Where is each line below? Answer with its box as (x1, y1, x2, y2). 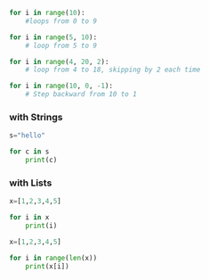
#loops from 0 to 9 (25, 16, 98, 26)
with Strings (9, 111, 63, 123)
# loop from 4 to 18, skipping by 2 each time (25, 65, 201, 75)
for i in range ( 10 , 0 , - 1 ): (9, 81, 114, 91)
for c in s (9, 147, 50, 156)
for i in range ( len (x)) (9, 253, 98, 262)
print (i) (25, 221, 58, 230)
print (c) (25, 156, 58, 165)
